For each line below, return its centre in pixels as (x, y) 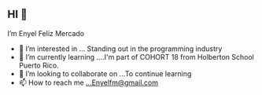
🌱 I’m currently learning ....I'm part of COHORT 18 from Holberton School (137, 57)
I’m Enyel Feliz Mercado (46, 33)
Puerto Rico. (39, 65)
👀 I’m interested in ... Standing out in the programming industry (120, 49)
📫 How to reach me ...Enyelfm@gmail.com (89, 82)
